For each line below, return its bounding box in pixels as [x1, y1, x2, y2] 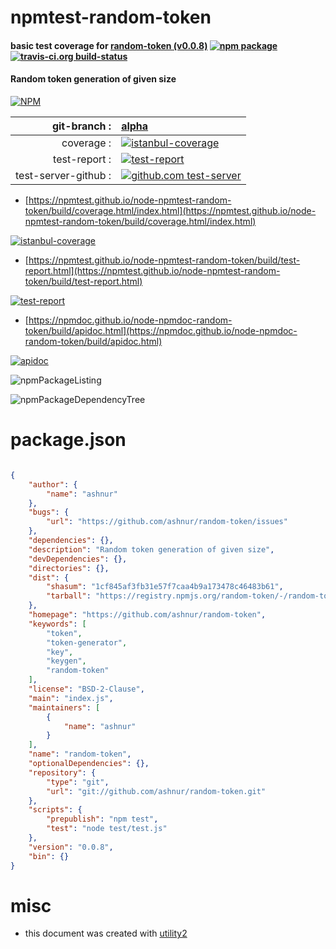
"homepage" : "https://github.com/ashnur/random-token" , [28, 610, 267, 620]
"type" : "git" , [46, 777, 110, 787]
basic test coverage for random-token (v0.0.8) [10, 39, 208, 51]
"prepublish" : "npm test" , [46, 814, 159, 825]
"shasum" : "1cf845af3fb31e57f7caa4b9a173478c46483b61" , [46, 582, 284, 592]
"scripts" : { [28, 805, 83, 815]
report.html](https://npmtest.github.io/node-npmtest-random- [24, 264, 281, 276]
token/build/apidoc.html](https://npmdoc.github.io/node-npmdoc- [24, 324, 298, 336]
